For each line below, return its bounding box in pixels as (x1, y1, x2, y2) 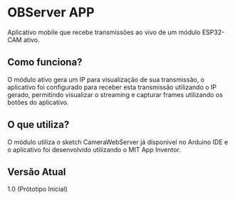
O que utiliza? (7, 119, 70, 131)
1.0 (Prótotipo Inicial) (7, 185, 68, 194)
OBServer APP (7, 4, 95, 21)
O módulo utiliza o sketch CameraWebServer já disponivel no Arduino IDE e (7, 137, 229, 146)
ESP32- (202, 28, 225, 36)
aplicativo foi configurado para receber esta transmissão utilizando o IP (7, 83, 217, 91)
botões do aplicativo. (7, 98, 69, 106)
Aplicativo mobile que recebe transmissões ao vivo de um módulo (7, 28, 201, 36)
